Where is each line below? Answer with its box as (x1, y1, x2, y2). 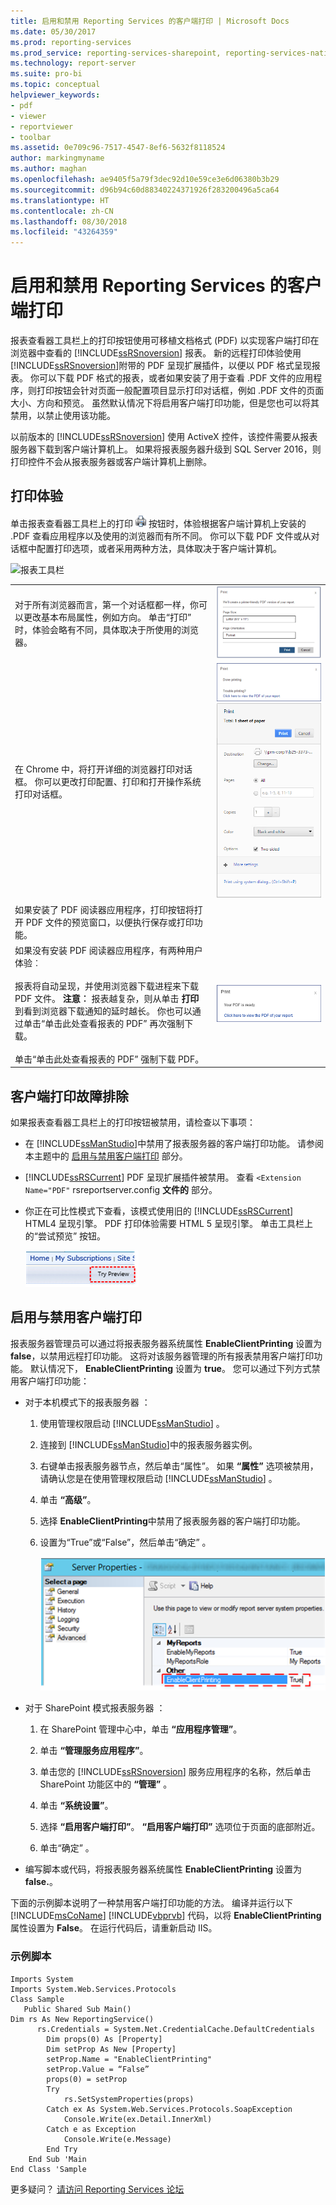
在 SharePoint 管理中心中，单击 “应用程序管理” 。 (39, 1723, 243, 1735)
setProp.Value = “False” (46, 2064, 150, 2074)
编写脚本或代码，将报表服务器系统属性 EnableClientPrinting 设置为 (24, 1863, 302, 1875)
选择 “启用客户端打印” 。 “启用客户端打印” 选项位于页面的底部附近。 (39, 1821, 321, 1833)
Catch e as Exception (46, 2124, 137, 2134)
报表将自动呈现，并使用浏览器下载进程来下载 (14, 980, 199, 992)
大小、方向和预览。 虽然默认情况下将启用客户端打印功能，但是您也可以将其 (10, 397, 320, 409)
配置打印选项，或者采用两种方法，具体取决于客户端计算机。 (36, 542, 282, 554)
